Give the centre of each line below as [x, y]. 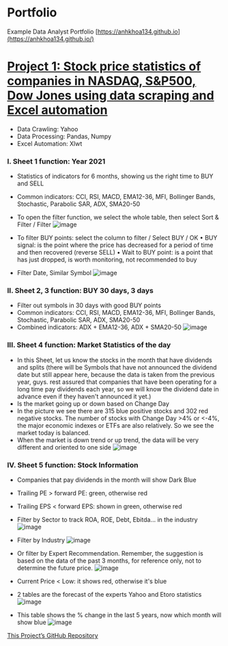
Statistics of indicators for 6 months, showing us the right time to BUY [115, 177]
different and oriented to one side [64, 447]
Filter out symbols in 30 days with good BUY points [89, 305]
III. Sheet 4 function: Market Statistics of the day [89, 345]
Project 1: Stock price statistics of [104, 67]
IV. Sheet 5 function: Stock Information [73, 465]
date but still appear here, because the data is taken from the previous [116, 374]
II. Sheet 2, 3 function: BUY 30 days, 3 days [80, 291]
